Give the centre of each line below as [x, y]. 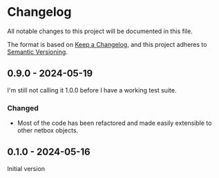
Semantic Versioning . [37, 52]
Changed [23, 108]
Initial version [26, 168]
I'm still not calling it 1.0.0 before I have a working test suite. [92, 90]
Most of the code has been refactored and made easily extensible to [114, 123]
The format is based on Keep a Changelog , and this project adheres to [107, 44]
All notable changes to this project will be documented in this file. [100, 31]
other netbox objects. [48, 130]
